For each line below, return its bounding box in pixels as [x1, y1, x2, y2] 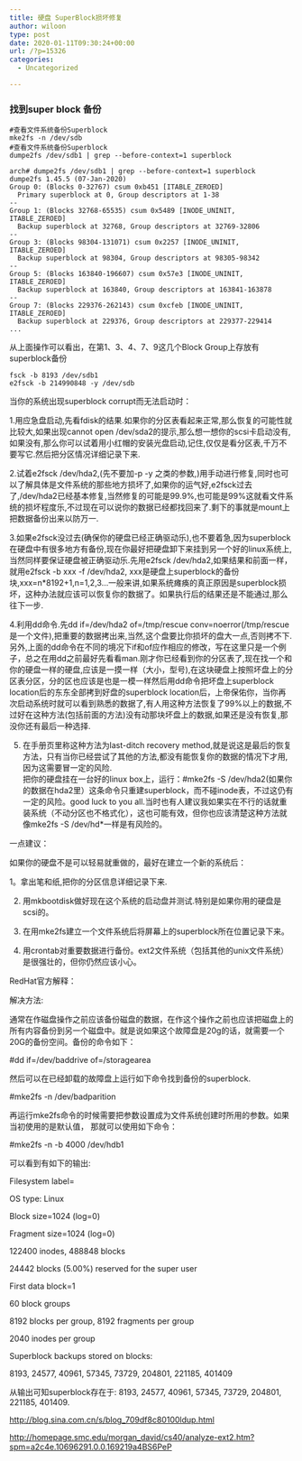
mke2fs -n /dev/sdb [9, 134, 83, 143]
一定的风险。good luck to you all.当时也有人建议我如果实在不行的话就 [22, 796, 279, 808]
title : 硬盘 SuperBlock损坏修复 [9, 13, 124, 23]
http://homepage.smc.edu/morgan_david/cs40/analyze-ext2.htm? [9, 1432, 255, 1443]
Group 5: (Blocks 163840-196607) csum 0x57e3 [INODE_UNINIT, [9, 270, 244, 279]
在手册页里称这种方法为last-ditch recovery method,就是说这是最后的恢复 [22, 740, 292, 751]
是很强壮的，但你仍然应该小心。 [22, 957, 142, 967]
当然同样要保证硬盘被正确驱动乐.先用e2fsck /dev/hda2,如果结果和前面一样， [9, 555, 293, 566]
